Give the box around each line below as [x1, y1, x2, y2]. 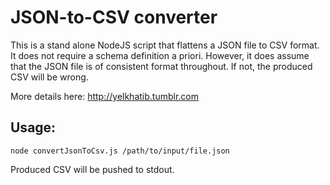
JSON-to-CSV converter [10, 6, 218, 29]
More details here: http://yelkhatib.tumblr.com [10, 90, 200, 102]
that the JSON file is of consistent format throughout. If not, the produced [10, 60, 313, 72]
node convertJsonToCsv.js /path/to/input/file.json [10, 146, 230, 156]
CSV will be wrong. [10, 71, 89, 83]
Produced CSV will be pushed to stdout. [10, 163, 175, 175]
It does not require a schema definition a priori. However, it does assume [10, 49, 310, 61]
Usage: [10, 119, 57, 136]
